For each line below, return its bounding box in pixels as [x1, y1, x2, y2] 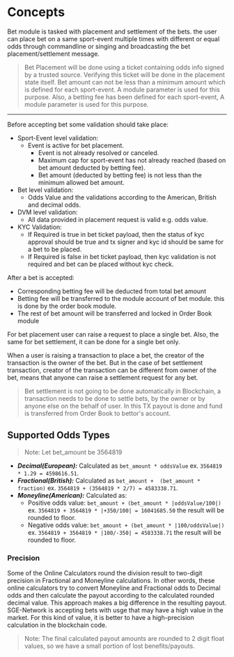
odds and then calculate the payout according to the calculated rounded [7, 591, 214, 600]
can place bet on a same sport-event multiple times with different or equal [7, 34, 220, 43]
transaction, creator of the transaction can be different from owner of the [7, 366, 217, 374]
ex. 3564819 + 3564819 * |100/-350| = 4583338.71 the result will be [27, 528, 221, 536]
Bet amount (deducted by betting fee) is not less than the [38, 170, 202, 179]
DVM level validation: [17, 207, 78, 216]
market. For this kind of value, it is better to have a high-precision [7, 614, 194, 622]
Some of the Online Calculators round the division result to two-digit [7, 569, 203, 577]
